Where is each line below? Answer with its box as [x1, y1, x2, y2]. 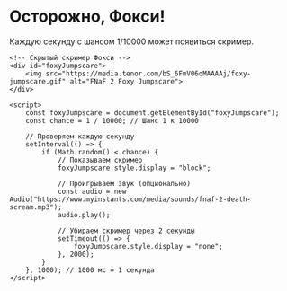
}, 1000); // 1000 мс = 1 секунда [25, 265, 155, 275]
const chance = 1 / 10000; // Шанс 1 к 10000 [25, 116, 200, 125]
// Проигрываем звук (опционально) [57, 179, 192, 188]
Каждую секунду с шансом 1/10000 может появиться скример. [9, 36, 255, 47]
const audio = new [57, 187, 127, 196]
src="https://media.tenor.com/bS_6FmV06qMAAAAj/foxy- [45, 69, 252, 78]
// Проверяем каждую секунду [25, 132, 135, 141]
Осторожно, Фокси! [9, 6, 166, 27]
